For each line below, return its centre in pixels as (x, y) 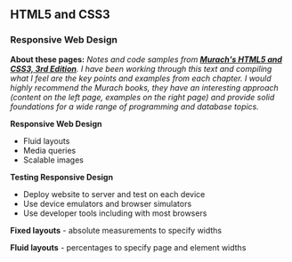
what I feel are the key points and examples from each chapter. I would (141, 78)
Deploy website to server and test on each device (114, 194)
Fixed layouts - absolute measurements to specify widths (116, 230)
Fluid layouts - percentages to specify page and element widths (128, 247)
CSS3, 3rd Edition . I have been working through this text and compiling (141, 68)
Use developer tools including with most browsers (115, 213)
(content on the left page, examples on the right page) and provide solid (142, 97)
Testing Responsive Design (62, 177)
